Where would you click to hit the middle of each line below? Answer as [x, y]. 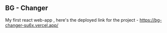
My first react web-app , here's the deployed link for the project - [72, 20]
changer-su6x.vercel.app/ [32, 25]
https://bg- [151, 20]
